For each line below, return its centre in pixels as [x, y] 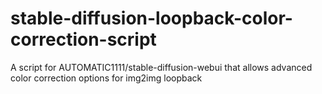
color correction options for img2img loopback [106, 78]
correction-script [83, 39]
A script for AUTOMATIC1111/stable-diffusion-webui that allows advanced [161, 67]
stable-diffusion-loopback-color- [151, 18]
